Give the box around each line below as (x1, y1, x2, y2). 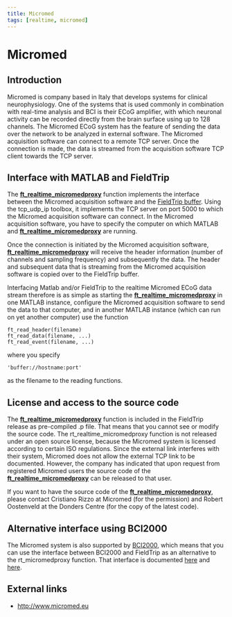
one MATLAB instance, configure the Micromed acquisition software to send (7, 298, 225, 306)
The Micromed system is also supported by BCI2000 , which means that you (7, 541, 224, 549)
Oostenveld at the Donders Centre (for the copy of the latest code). (7, 502, 199, 511)
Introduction (7, 74, 62, 86)
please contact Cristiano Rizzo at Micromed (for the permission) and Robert (7, 495, 223, 504)
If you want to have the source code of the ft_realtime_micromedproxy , (7, 488, 213, 496)
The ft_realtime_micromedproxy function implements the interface (7, 190, 199, 199)
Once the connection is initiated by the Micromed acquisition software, (7, 240, 209, 249)
